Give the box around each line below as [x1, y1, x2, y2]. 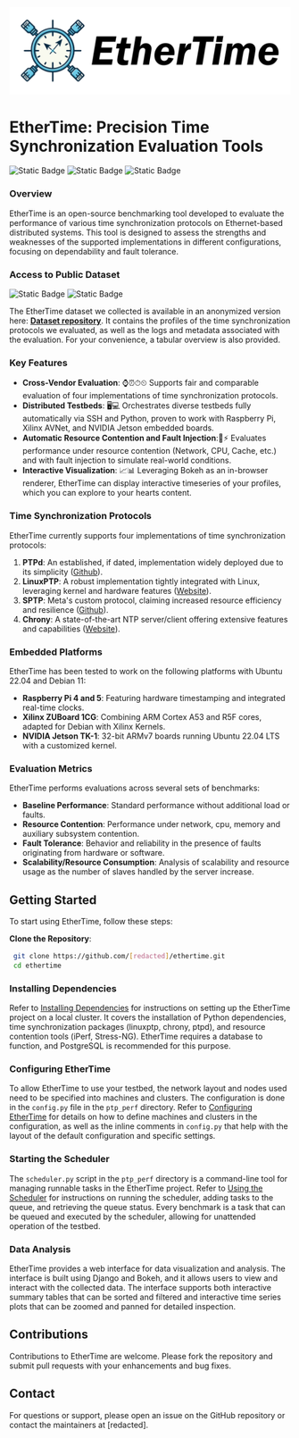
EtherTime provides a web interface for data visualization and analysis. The [9, 1263, 286, 1274]
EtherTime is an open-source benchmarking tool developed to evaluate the [9, 208, 285, 219]
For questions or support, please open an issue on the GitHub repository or [9, 1409, 286, 1420]
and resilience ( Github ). [21, 604, 109, 614]
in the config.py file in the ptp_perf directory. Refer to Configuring [9, 1102, 253, 1113]
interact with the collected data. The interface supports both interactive [9, 1283, 272, 1292]
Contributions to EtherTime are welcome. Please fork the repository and [9, 1350, 274, 1361]
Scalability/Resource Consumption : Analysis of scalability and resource [21, 857, 290, 868]
